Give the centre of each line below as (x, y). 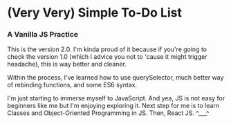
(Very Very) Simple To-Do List (94, 13)
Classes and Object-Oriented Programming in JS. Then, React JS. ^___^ (108, 113)
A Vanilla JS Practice (43, 35)
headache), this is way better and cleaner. (67, 64)
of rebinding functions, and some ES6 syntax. (72, 85)
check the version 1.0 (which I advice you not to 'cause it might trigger (107, 57)
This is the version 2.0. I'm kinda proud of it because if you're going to (107, 49)
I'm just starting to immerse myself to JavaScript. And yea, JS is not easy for (116, 98)
